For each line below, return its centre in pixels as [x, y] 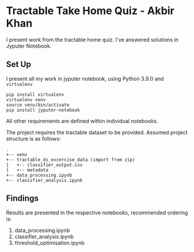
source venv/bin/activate [38, 105]
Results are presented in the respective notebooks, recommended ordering [97, 213]
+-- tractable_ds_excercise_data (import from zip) [71, 160]
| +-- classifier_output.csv [44, 165]
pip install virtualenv [35, 94]
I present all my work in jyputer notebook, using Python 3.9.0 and [85, 78]
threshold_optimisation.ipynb [50, 243]
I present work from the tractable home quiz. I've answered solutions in [92, 39]
